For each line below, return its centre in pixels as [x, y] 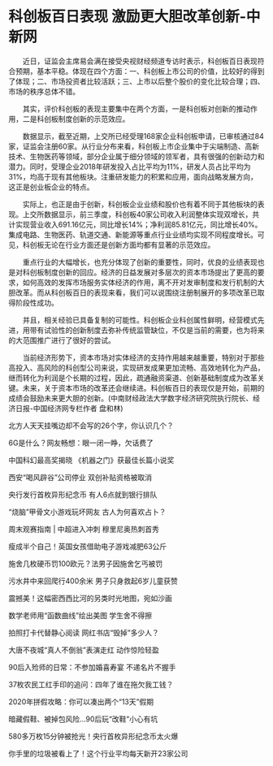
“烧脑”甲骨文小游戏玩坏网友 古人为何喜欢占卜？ [87, 512]
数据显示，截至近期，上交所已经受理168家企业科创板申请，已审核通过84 [143, 136]
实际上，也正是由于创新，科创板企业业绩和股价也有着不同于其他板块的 [140, 204]
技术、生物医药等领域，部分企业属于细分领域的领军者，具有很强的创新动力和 [136, 156]
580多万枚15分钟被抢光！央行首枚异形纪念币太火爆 [93, 736]
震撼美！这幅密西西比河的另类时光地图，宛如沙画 [90, 598]
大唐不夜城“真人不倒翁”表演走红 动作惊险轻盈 [84, 650]
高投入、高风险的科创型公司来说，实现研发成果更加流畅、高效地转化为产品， [136, 367]
